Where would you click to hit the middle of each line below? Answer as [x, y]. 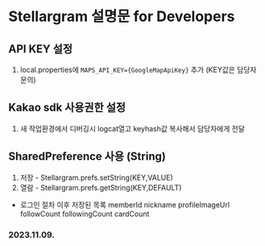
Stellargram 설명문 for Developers [122, 17]
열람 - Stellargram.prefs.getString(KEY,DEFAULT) [101, 187]
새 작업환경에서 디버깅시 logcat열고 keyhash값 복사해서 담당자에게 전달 [132, 128]
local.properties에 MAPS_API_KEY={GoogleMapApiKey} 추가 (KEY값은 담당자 [138, 70]
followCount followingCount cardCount [85, 214]
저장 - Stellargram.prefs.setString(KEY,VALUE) [96, 177]
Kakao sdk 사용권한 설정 [67, 108]
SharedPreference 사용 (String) [87, 157]
